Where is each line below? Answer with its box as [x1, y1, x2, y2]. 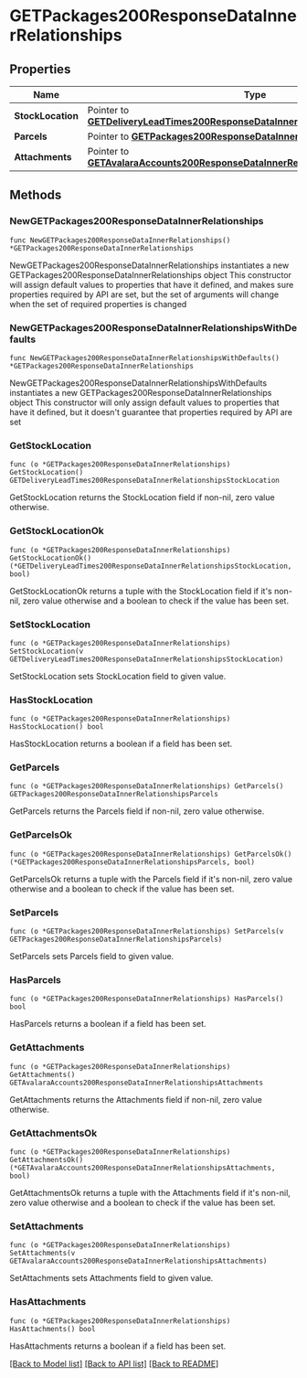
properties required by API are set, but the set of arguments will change [9, 289, 280, 300]
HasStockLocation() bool [9, 722, 104, 732]
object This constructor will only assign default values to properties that [9, 397, 281, 408]
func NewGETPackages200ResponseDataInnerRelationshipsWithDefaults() [9, 353, 281, 362]
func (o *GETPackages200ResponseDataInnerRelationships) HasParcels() [9, 994, 284, 1004]
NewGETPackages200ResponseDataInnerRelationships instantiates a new [9, 260, 290, 271]
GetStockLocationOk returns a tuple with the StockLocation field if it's [9, 585, 272, 596]
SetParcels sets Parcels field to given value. [9, 951, 175, 962]
